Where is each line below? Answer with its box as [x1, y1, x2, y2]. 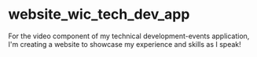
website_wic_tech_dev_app [8, 5, 190, 23]
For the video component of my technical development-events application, [8, 31, 250, 41]
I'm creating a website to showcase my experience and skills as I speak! [8, 39, 241, 48]
